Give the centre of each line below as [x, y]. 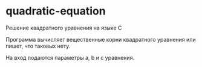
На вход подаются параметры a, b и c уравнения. [70, 57]
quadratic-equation [56, 11]
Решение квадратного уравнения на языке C [64, 28]
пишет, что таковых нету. [38, 46]
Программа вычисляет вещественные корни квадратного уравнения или [101, 39]
